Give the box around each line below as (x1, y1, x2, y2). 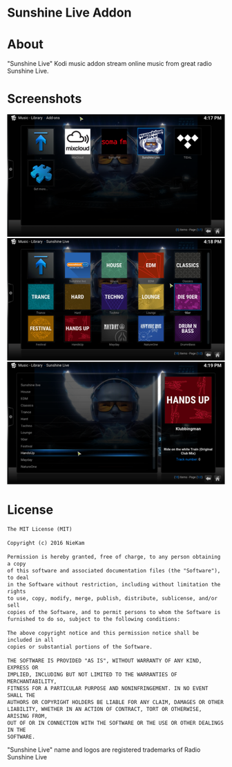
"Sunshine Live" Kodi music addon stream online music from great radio (7, 60, 212, 68)
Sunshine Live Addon (7, 5, 132, 21)
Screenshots (7, 91, 82, 107)
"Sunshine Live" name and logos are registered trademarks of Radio (7, 746, 201, 754)
